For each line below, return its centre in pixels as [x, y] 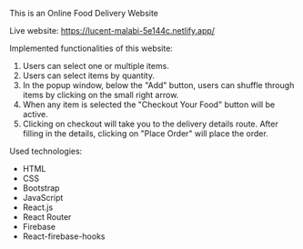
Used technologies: [46, 151]
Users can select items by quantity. [88, 75]
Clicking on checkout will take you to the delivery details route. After [151, 124]
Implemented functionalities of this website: [91, 48]
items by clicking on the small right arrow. [101, 95]
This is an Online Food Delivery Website [84, 13]
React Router [47, 217]
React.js [38, 207]
